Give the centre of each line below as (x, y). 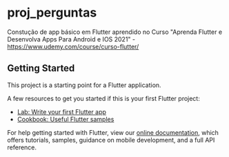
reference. (22, 147)
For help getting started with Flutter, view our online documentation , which (113, 132)
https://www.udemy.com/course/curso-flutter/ (73, 46)
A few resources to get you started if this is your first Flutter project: (103, 98)
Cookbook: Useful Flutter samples (66, 119)
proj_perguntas (52, 13)
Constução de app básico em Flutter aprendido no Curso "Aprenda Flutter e (115, 32)
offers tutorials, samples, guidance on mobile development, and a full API (111, 140)
